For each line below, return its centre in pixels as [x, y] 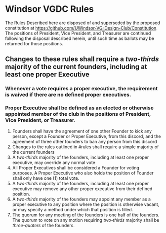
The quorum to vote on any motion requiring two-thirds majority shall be [86, 220]
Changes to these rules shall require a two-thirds [82, 59]
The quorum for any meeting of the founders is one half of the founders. [86, 215]
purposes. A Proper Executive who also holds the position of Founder [83, 173]
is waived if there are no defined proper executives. [68, 95]
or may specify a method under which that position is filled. [73, 209]
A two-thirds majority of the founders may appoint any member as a [82, 199]
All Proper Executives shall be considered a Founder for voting [76, 167]
